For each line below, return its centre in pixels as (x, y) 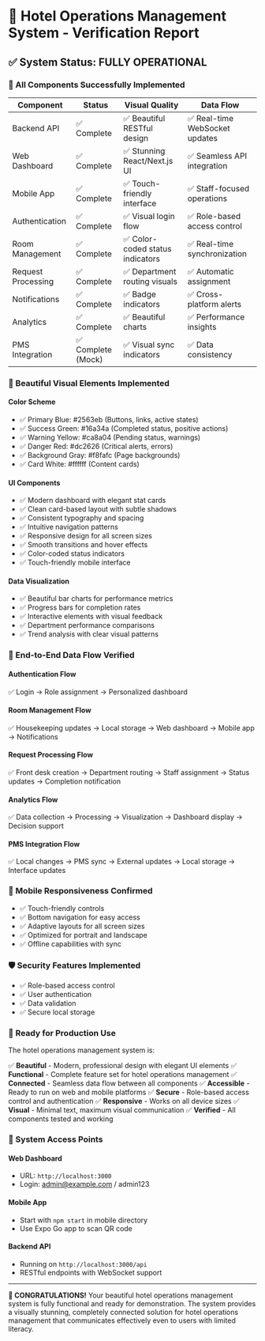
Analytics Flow (33, 799)
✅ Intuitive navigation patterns (69, 527)
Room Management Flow (50, 710)
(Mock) (90, 359)
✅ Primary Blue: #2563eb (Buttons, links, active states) (109, 419)
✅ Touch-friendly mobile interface (75, 563)
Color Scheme (32, 402)
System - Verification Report (104, 33)
